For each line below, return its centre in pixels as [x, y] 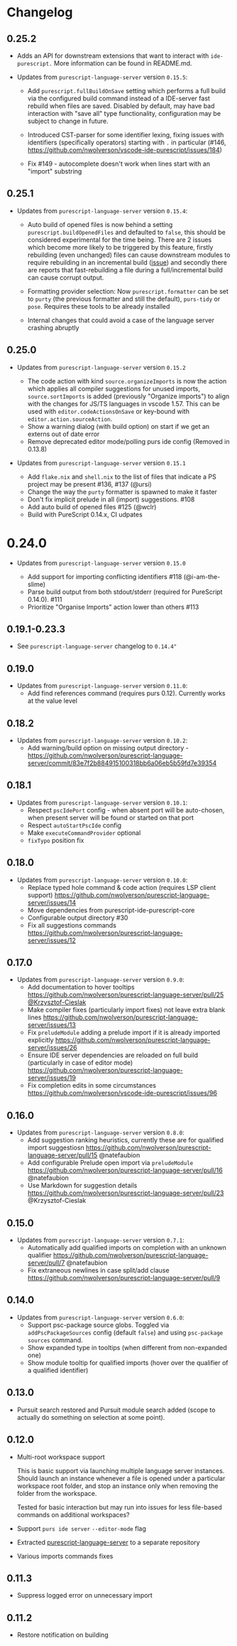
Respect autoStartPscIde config [75, 825]
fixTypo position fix [56, 840]
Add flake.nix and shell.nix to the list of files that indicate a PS [122, 477]
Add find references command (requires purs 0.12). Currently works [126, 694]
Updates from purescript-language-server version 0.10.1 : [102, 802]
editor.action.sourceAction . [70, 419]
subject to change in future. [68, 121]
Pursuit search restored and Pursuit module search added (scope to [116, 1410]
